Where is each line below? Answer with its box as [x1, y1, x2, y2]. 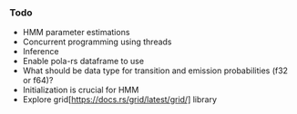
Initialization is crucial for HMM [22, 84, 139, 96]
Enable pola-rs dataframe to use [22, 56, 144, 67]
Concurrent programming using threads [22, 36, 172, 47]
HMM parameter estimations [22, 27, 130, 38]
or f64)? [22, 75, 54, 86]
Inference [22, 46, 59, 57]
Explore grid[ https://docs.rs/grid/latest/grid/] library [22, 94, 217, 105]
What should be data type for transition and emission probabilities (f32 [22, 65, 289, 76]
